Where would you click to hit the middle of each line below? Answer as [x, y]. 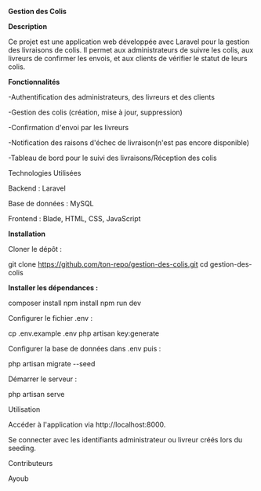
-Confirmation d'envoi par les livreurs [69, 127]
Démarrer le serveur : [43, 379]
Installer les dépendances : [53, 288]
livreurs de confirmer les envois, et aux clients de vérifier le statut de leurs [128, 58]
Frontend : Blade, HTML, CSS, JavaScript [74, 218]
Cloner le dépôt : [35, 249]
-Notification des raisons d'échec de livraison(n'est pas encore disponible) [129, 143]
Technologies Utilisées [45, 173]
